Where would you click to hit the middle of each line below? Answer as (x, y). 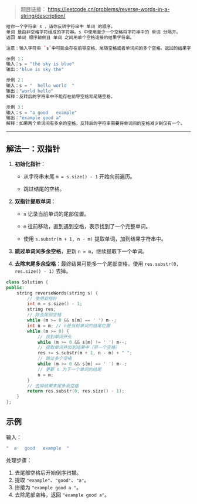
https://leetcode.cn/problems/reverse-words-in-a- (109, 9)
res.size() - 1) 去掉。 (43, 271)
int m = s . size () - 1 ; (55, 304)
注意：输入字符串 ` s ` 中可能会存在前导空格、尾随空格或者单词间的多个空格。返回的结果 (96, 48)
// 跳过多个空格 (55, 358)
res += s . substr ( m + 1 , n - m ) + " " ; (85, 353)
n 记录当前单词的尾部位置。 (56, 214)
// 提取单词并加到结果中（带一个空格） (79, 348)
